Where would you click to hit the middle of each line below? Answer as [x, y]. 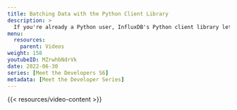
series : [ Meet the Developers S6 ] [58, 73]
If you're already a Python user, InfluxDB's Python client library [116, 27]
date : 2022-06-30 [33, 66]
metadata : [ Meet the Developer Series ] [66, 79]
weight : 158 [25, 54]
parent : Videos [42, 47]
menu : [15, 33]
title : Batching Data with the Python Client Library [88, 14]
